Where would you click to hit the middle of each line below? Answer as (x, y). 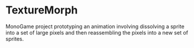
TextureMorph (42, 10)
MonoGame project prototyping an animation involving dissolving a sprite (95, 26)
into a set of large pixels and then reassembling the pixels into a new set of (97, 32)
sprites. (15, 39)
